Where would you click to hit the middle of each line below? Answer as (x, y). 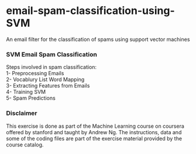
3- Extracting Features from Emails (48, 86)
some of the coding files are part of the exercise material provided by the (94, 138)
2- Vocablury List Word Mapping (45, 79)
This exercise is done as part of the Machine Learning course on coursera (95, 126)
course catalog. (25, 145)
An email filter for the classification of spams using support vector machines (98, 39)
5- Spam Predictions (31, 98)
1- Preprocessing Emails (35, 73)
